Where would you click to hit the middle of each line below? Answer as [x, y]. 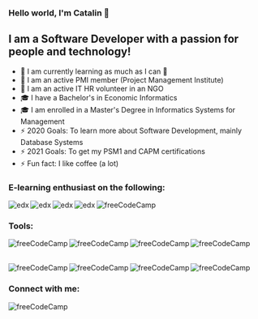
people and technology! [70, 52]
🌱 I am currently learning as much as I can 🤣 [94, 71]
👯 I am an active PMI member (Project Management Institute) [122, 79]
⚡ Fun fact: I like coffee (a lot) [69, 163]
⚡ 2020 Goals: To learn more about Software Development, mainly [131, 130]
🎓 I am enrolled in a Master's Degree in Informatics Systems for [128, 109]
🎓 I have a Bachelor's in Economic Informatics [99, 97]
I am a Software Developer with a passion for [124, 39]
